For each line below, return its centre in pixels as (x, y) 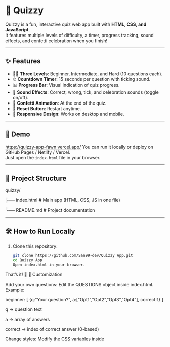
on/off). (20, 97)
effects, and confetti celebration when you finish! (56, 41)
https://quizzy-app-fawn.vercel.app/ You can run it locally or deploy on (79, 147)
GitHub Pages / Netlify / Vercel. (38, 152)
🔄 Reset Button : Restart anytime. (47, 108)
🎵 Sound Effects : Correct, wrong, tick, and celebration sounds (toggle (86, 92)
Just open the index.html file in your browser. (53, 157)
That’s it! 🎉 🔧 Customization (34, 274)
